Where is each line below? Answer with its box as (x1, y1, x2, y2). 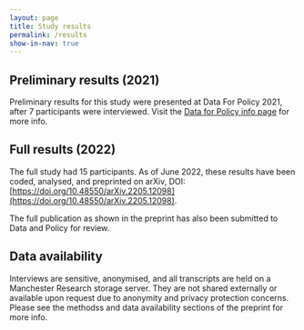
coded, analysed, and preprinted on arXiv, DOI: (9, 175, 186, 186)
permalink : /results (9, 30, 88, 39)
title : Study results (9, 22, 92, 31)
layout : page (9, 13, 59, 23)
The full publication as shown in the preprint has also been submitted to (9, 213, 279, 224)
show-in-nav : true (9, 38, 79, 48)
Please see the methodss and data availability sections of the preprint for (9, 302, 284, 313)
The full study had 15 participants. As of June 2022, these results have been (9, 165, 296, 177)
